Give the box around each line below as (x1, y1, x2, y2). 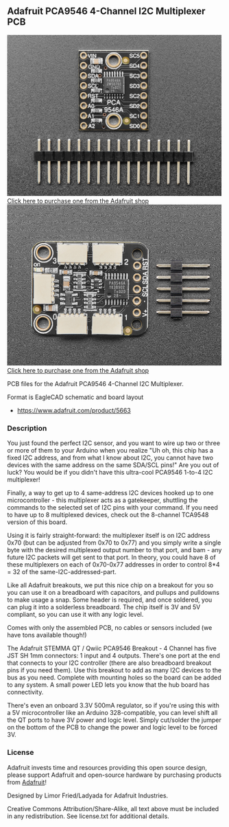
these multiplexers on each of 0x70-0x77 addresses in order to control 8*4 (7, 560, 220, 569)
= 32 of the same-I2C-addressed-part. (7, 568, 117, 576)
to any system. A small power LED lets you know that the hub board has (7, 681, 210, 689)
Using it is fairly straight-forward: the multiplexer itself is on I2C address (7, 532, 210, 540)
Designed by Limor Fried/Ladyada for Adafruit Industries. (7, 791, 169, 800)
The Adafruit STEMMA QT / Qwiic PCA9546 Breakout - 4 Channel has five (7, 644, 217, 653)
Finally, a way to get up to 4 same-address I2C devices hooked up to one (7, 489, 214, 497)
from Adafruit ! (7, 778, 47, 786)
